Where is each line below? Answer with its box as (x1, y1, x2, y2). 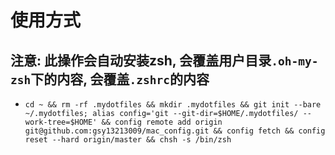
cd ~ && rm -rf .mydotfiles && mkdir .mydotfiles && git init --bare (24, 100, 322, 110)
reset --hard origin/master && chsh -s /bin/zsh (24, 135, 232, 145)
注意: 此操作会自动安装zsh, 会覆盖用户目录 (10, 52, 272, 69)
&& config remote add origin (101, 117, 223, 127)
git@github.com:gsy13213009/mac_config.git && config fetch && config (24, 126, 326, 136)
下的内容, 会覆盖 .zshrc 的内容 (30, 71, 210, 88)
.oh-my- (271, 54, 319, 68)
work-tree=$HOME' (24, 117, 98, 127)
